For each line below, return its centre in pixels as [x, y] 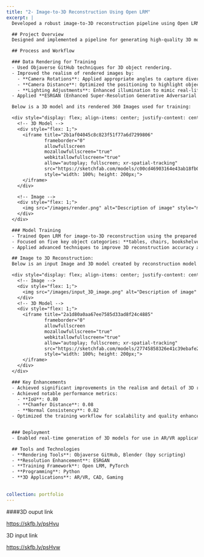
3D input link [22, 535]
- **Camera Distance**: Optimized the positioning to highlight [100, 85]
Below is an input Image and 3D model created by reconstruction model [104, 264]
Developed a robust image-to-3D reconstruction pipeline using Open [100, 23]
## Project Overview [38, 34]
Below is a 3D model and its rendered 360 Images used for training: [101, 107]
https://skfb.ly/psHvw [33, 547]
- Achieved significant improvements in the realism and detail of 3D [103, 388]
